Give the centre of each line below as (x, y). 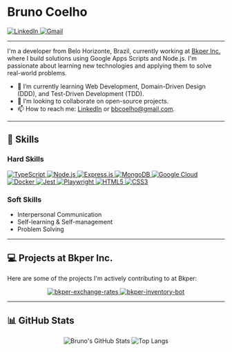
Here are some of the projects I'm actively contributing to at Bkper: (102, 278)
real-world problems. (37, 72)
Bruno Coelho (47, 12)
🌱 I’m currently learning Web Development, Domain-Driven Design (111, 86)
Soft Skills (25, 199)
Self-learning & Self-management (65, 222)
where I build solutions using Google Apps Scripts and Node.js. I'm (102, 58)
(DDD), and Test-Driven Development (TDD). (80, 93)
